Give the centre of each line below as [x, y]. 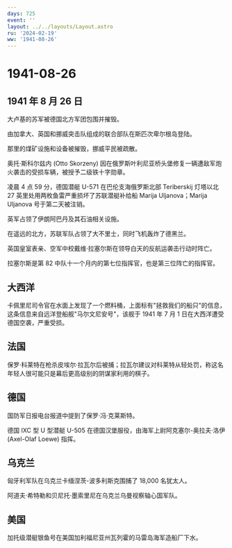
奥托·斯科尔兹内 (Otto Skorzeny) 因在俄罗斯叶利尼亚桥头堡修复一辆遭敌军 [111, 163]
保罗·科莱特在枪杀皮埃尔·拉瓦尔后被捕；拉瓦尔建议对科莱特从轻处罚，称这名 [116, 365]
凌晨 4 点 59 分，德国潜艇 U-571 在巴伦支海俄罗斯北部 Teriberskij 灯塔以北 [113, 187]
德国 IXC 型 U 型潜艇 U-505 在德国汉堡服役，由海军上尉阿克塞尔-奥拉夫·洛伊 [116, 430]
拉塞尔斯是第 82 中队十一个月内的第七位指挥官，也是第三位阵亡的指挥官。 [113, 263]
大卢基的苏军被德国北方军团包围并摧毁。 [65, 119]
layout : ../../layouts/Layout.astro [60, 26]
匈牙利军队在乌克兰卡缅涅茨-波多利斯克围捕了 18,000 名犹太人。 [99, 481]
